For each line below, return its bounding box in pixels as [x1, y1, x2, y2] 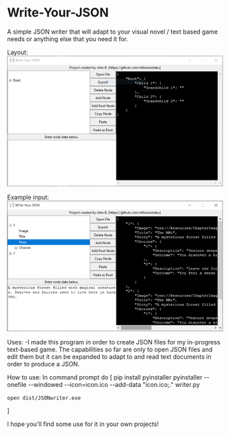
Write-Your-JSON [7, 5, 110, 21]
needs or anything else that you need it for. [7, 34, 129, 43]
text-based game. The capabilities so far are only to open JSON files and [7, 345, 213, 353]
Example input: [7, 193, 49, 201]
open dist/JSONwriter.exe [7, 395, 81, 401]
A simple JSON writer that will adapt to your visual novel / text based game [7, 27, 218, 36]
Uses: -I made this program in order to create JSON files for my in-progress [7, 338, 220, 346]
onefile [7, 380, 27, 388]
